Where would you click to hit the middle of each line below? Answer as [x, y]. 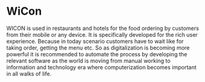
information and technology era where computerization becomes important [102, 67]
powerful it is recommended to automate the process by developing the [97, 54]
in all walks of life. [29, 73]
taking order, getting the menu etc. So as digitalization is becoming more [98, 48]
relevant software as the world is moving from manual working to [88, 61]
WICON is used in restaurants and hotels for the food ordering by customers [103, 28]
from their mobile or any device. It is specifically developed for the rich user [102, 34]
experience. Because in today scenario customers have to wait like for [95, 41]
